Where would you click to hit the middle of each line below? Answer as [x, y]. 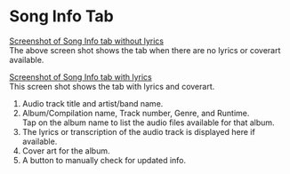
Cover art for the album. [66, 150]
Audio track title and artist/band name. [93, 103]
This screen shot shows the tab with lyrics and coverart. [112, 86]
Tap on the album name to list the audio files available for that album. [148, 123]
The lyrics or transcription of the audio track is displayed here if [138, 131]
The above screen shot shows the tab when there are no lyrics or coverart [145, 50]
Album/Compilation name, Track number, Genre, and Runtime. [136, 113]
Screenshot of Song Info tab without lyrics [87, 41]
